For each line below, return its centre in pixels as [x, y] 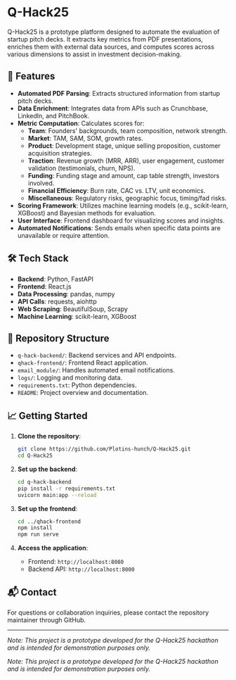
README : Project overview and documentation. [83, 393]
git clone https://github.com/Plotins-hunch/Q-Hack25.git [104, 449]
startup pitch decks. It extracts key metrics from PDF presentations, [105, 39]
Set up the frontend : [47, 508]
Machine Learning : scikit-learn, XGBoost [77, 316]
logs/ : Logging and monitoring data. [70, 378]
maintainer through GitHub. [47, 620]
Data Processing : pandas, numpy [66, 294]
